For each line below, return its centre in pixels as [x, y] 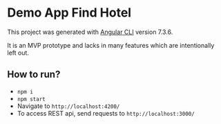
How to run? [34, 74]
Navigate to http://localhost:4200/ [68, 106]
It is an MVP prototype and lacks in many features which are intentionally [111, 45]
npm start [31, 99]
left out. [18, 53]
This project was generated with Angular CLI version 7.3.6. [90, 32]
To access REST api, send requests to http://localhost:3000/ [106, 113]
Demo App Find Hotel [69, 13]
